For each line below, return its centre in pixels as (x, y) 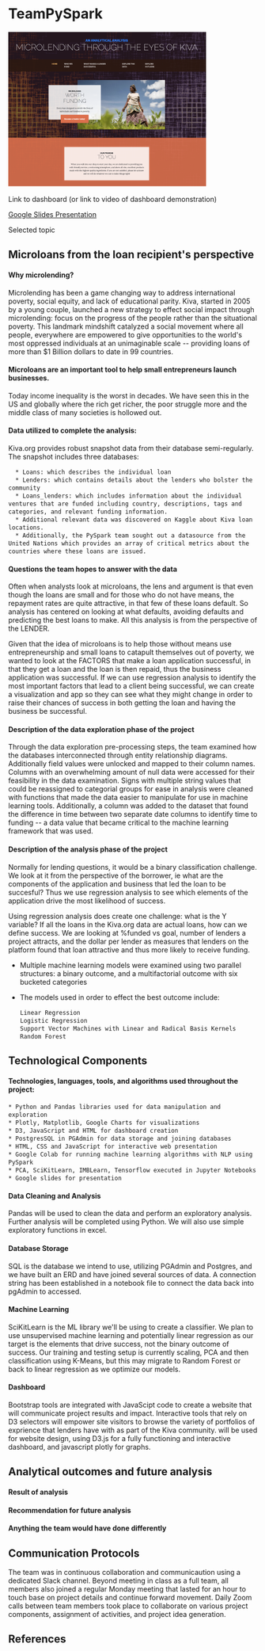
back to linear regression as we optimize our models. (94, 1369)
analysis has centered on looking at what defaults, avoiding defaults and (126, 612)
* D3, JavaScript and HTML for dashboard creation (93, 1131)
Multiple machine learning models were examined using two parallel (130, 965)
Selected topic (32, 230)
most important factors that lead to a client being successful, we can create (131, 686)
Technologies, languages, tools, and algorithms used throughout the (123, 1081)
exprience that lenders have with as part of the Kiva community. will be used (133, 1430)
